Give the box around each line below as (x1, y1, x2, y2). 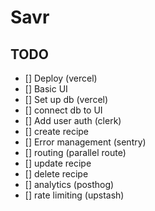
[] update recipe (24, 157, 92, 169)
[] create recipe (24, 126, 90, 137)
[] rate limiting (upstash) (24, 189, 125, 201)
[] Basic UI (24, 83, 68, 95)
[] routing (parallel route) (24, 147, 127, 158)
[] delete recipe (24, 168, 89, 180)
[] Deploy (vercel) (24, 72, 98, 84)
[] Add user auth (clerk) (24, 115, 122, 126)
